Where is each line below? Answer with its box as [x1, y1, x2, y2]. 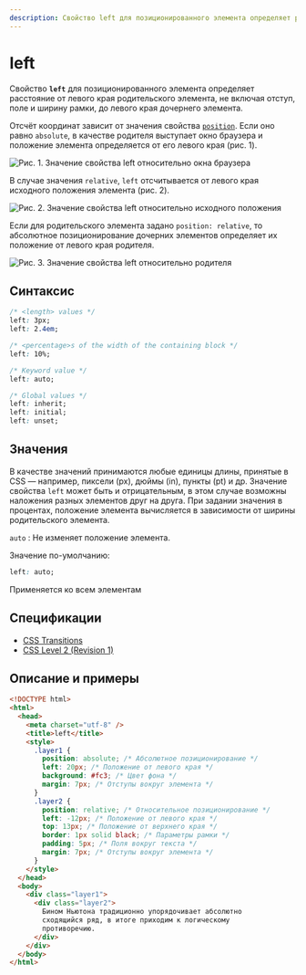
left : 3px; [9, 316, 51, 325]
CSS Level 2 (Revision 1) [22, 645, 114, 655]
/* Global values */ [9, 391, 88, 400]
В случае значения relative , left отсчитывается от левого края [9, 174, 260, 185]
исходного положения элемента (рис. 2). [9, 184, 170, 195]
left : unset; [9, 416, 59, 425]
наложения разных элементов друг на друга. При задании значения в [9, 495, 283, 506]
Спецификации [9, 611, 102, 626]
